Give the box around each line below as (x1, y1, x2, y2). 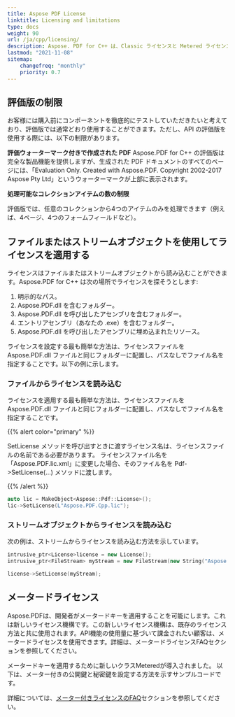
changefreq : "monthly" (20, 62, 86, 69)
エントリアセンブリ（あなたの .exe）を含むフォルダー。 (17, 319, 178, 327)
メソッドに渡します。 (55, 468, 116, 476)
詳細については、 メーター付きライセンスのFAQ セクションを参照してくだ (7, 693, 215, 702)
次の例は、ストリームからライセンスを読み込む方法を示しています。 (7, 537, 203, 546)
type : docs (7, 23, 39, 30)
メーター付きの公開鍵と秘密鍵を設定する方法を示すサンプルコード (25, 669, 215, 679)
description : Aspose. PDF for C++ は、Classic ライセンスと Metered (7, 43, 203, 50)
